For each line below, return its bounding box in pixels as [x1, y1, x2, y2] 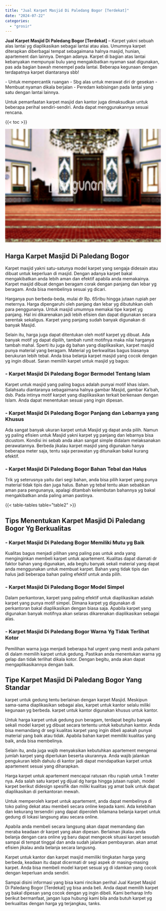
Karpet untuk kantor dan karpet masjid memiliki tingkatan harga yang [5, 854, 146, 860]
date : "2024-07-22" [5, 13, 45, 18]
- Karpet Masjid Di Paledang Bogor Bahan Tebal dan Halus [5, 465, 147, 472]
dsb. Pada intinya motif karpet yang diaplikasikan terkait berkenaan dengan [5, 392, 159, 398]
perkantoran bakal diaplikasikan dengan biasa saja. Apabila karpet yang [5, 605, 152, 611]
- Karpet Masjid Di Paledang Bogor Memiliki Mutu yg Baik [5, 539, 145, 546]
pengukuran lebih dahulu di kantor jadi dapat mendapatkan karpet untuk [5, 758, 152, 764]
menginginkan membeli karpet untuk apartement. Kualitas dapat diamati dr [5, 555, 157, 561]
